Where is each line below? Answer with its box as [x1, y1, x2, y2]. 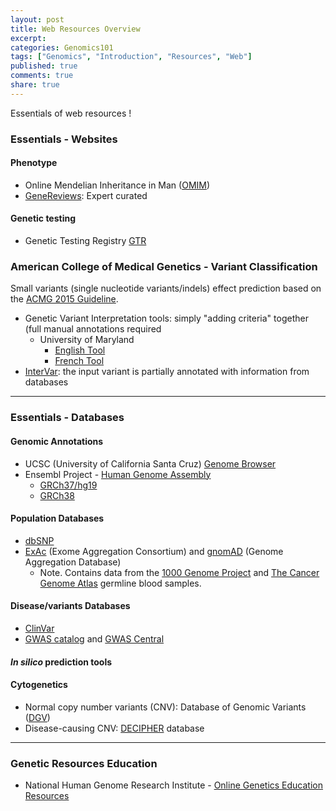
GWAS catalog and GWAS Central [24, 632, 165, 645]
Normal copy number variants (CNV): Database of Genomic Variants [24, 701, 307, 713]
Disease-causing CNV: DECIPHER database [24, 722, 205, 734]
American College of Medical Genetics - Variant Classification [10, 260, 318, 273]
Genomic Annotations [10, 435, 104, 447]
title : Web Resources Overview [10, 24, 141, 34]
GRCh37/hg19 [39, 479, 98, 491]
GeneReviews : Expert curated [24, 189, 148, 201]
